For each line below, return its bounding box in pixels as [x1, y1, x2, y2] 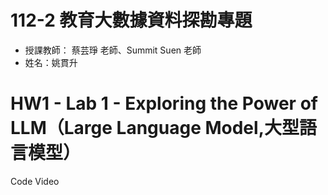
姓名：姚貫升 [24, 56, 78, 68]
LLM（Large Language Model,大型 [10, 117, 300, 140]
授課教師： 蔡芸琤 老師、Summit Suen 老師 [24, 44, 202, 56]
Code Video [10, 175, 60, 187]
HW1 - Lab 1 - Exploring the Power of [10, 92, 318, 115]
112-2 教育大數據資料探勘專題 [10, 9, 253, 32]
